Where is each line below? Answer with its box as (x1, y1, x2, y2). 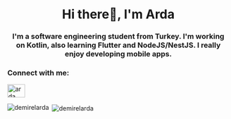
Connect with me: (7, 68, 70, 78)
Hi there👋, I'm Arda (62, 6, 175, 23)
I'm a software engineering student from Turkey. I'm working (12, 32, 225, 42)
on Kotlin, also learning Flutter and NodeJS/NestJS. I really (15, 40, 221, 50)
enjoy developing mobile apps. (64, 49, 173, 59)
